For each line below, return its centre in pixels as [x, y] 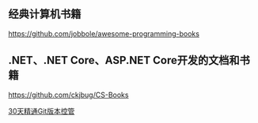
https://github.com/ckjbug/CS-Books [68, 95]
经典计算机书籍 [45, 14]
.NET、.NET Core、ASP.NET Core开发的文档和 [124, 60]
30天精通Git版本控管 [42, 111]
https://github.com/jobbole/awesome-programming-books [104, 33]
